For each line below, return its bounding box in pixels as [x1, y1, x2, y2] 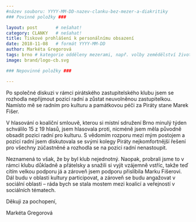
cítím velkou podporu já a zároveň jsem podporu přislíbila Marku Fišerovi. [6, 168, 182, 175]
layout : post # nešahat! [6, 25, 82, 30]
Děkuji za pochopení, [6, 197, 57, 205]
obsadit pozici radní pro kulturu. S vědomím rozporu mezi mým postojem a [6, 131, 185, 138]
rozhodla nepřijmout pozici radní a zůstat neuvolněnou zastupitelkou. [6, 95, 172, 103]
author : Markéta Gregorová [6, 46, 72, 53]
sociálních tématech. [6, 186, 56, 193]
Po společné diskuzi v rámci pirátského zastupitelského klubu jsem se [6, 89, 174, 96]
